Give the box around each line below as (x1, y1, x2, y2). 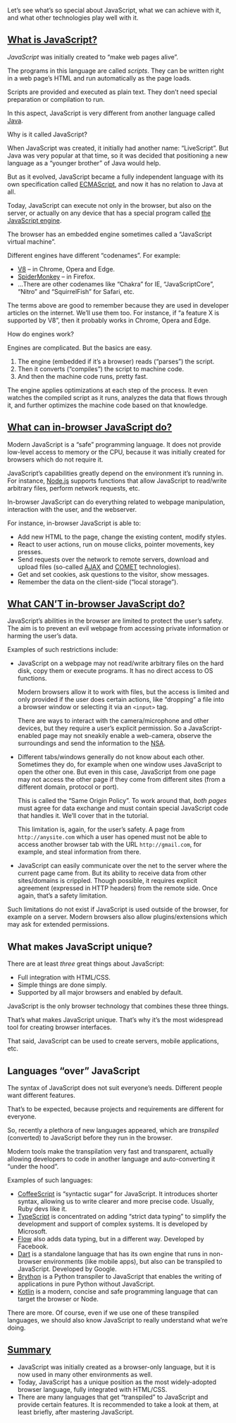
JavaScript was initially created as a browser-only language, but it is (17, 1362, 216, 1371)
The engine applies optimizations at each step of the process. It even (7, 385, 208, 394)
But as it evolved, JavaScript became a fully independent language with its (7, 172, 224, 181)
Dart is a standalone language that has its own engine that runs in (17, 1250, 208, 1258)
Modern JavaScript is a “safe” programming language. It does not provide (7, 440, 222, 448)
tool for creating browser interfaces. (7, 1023, 113, 1031)
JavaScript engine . (7, 216, 62, 225)
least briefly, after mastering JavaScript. (17, 1407, 135, 1416)
